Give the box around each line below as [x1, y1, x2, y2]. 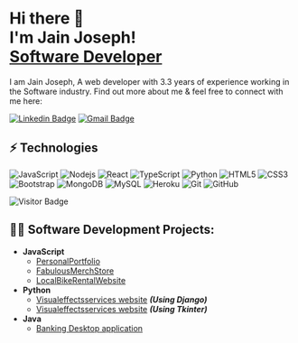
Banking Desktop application [35, 322, 143, 333]
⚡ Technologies [9, 140, 98, 156]
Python [22, 284, 51, 295]
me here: [9, 95, 43, 107]
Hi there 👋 [9, 8, 84, 29]
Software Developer [9, 47, 163, 67]
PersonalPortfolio [35, 255, 101, 266]
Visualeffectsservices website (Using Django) [35, 293, 208, 305]
